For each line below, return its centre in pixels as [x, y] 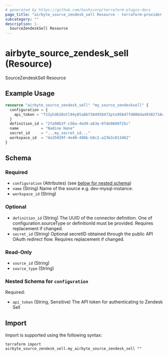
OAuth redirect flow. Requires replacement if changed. [68, 239]
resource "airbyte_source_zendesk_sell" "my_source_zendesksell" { [77, 105]
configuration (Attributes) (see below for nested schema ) [72, 183]
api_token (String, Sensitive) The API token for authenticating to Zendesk [87, 302]
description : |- [22, 24]
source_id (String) [31, 263]
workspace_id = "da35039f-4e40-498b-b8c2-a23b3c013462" [70, 138]
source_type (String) [33, 268]
